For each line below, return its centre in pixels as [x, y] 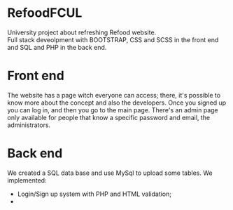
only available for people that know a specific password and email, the [109, 117]
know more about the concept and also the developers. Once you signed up [117, 103]
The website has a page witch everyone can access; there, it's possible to [114, 95]
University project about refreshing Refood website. [82, 32]
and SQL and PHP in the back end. [57, 47]
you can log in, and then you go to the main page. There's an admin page [113, 110]
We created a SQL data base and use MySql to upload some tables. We [110, 173]
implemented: [27, 180]
